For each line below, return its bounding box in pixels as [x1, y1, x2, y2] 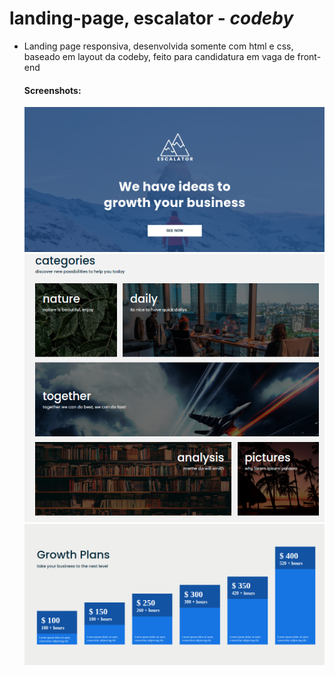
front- [297, 50, 322, 62]
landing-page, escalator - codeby [9, 7, 294, 30]
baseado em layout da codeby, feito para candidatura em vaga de [23, 50, 296, 62]
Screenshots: [23, 84, 82, 96]
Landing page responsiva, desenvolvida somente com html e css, [23, 40, 294, 52]
